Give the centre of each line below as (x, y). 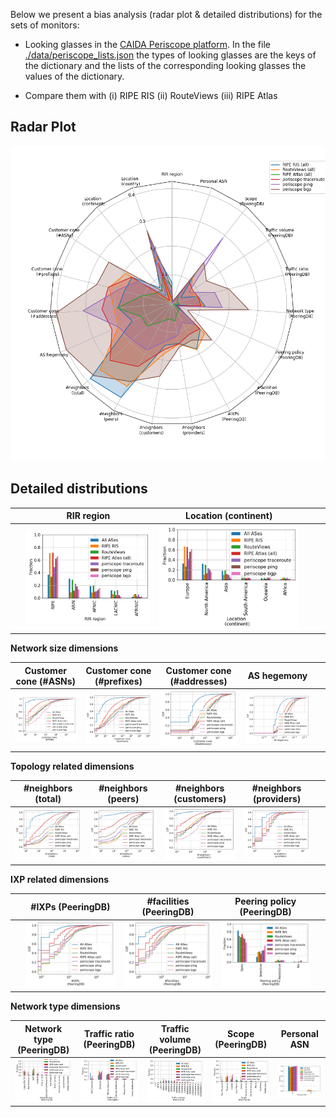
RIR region (88, 516)
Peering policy (265, 901)
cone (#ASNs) (46, 681)
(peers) (123, 799)
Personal (299, 1034)
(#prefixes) (118, 681)
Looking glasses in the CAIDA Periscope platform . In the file (147, 44)
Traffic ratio (109, 1034)
